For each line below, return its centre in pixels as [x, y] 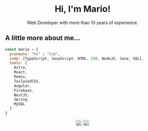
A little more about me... [43, 38]
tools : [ [18, 63]
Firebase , [24, 90]
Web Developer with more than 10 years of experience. [83, 23]
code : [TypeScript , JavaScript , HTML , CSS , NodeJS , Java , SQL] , [77, 58]
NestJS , [22, 95]
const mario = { [22, 49]
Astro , [21, 68]
